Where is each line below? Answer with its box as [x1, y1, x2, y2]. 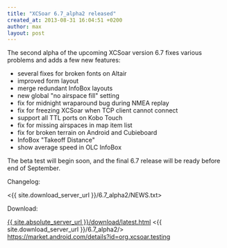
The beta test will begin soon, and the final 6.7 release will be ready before [7, 157, 221, 165]
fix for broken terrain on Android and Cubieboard [17, 129, 158, 137]
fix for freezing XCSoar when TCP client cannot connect [17, 106, 178, 115]
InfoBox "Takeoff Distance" [17, 136, 96, 144]
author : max [7, 23, 42, 30]
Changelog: [7, 178, 40, 186]
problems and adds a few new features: [7, 56, 121, 65]
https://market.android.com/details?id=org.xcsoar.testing [7, 233, 171, 241]
